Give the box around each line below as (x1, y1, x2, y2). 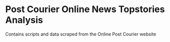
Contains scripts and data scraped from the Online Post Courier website (5, 31, 156, 37)
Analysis (5, 14, 43, 26)
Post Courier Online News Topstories (5, 4, 165, 15)
